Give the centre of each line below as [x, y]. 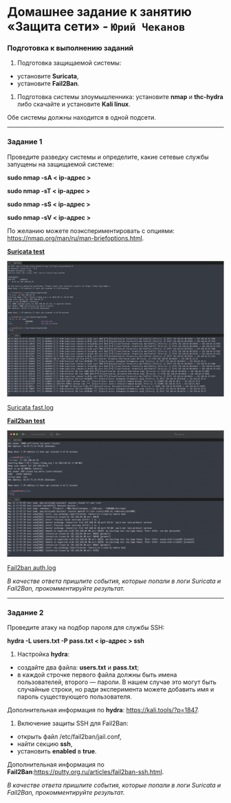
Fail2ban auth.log [32, 567]
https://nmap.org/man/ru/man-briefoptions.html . [76, 238]
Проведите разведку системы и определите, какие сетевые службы [108, 157]
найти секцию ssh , [45, 744]
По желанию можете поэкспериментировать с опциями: [91, 230]
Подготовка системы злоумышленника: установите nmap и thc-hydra [120, 97]
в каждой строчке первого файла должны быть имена [97, 675]
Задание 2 [25, 613]
